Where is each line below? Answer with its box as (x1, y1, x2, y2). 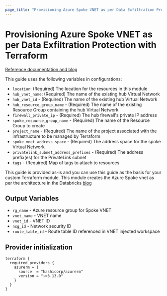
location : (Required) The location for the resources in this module (12, 86, 148, 92)
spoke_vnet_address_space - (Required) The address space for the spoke (12, 138, 161, 144)
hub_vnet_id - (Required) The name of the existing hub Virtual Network (12, 96, 158, 102)
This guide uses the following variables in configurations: (5, 76, 122, 82)
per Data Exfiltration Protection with (5, 39, 157, 50)
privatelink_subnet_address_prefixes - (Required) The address (12, 149, 144, 155)
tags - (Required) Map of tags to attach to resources (12, 160, 120, 166)
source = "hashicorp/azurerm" (18, 269, 83, 274)
